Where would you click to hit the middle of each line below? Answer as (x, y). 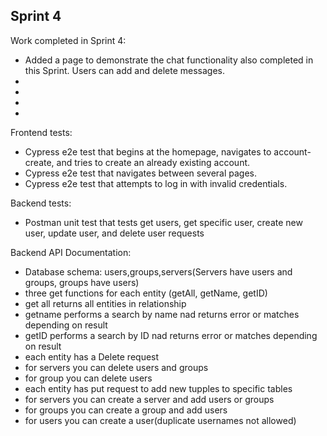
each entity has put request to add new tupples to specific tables (158, 388)
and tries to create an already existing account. (153, 162)
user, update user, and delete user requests (114, 233)
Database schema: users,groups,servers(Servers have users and (158, 271)
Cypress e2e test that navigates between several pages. (140, 173)
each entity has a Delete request (92, 356)
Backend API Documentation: (71, 252)
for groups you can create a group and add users (126, 410)
